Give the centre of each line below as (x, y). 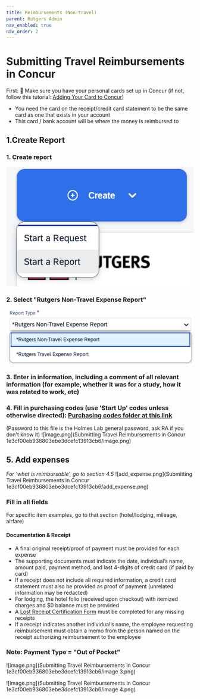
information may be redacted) (51, 592)
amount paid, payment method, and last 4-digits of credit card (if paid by (104, 567)
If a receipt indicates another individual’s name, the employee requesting (104, 624)
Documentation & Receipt (38, 535)
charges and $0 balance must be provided (67, 605)
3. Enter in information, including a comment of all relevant (93, 377)
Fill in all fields (27, 502)
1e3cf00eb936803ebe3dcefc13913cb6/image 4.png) (71, 689)
